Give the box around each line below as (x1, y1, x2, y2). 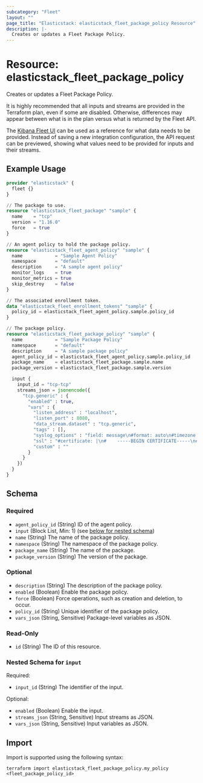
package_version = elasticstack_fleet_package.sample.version (11, 365, 172, 371)
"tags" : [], (33, 427, 66, 433)
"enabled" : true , (28, 398, 74, 404)
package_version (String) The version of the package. (14, 553, 148, 560)
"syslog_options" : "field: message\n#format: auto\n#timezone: (33, 432, 199, 438)
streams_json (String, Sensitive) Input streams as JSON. (14, 714, 154, 721)
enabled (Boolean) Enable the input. (14, 707, 104, 714)
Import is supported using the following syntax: (6, 754, 124, 761)
